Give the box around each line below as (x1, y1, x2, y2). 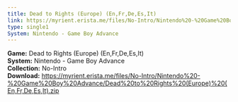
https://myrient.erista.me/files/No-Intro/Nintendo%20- (41, 72, 200, 80)
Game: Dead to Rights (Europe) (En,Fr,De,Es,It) (7, 49, 144, 58)
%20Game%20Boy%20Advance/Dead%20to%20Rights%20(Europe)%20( (7, 79, 228, 88)
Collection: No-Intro (7, 64, 67, 72)
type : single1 (7, 23, 50, 30)
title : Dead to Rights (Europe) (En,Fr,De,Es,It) (7, 10, 157, 18)
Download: (7, 72, 40, 80)
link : (7, 17, 23, 24)
